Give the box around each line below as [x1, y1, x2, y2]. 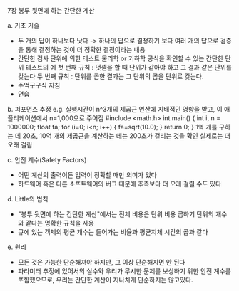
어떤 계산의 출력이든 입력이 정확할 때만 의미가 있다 [17, 171, 157, 179]
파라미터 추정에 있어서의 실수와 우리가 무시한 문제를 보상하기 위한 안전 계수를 [17, 267, 232, 275]
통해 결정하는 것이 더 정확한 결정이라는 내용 [25, 46, 146, 53]
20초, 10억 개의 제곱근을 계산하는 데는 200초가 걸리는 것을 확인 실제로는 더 [22, 132, 230, 140]
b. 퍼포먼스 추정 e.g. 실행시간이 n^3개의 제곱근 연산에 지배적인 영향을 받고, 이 [7, 105, 223, 113]
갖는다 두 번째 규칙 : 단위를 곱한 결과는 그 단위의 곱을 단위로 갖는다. [17, 72, 204, 80]
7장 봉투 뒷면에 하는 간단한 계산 [7, 6, 95, 14]
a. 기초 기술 [7, 21, 40, 30]
